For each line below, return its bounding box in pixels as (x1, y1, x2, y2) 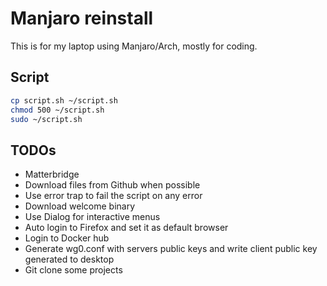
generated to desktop (24, 253, 115, 266)
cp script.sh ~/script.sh (10, 95, 118, 106)
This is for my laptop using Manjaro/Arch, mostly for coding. (10, 40, 258, 52)
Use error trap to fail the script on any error (24, 190, 203, 202)
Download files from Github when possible (24, 179, 201, 191)
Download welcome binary (24, 200, 136, 212)
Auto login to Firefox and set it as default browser (24, 222, 229, 234)
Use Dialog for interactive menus (24, 211, 161, 223)
